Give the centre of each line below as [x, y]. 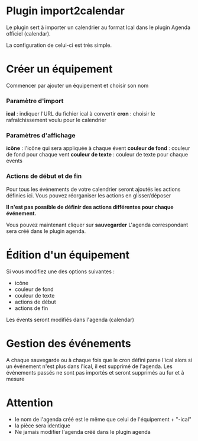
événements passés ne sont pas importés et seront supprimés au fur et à [95, 372]
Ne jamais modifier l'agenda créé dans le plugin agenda [82, 432]
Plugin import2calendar [66, 11]
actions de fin [31, 308]
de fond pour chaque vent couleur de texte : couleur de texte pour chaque [97, 155]
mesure [15, 379]
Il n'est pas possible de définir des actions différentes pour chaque [90, 207]
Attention [30, 403]
